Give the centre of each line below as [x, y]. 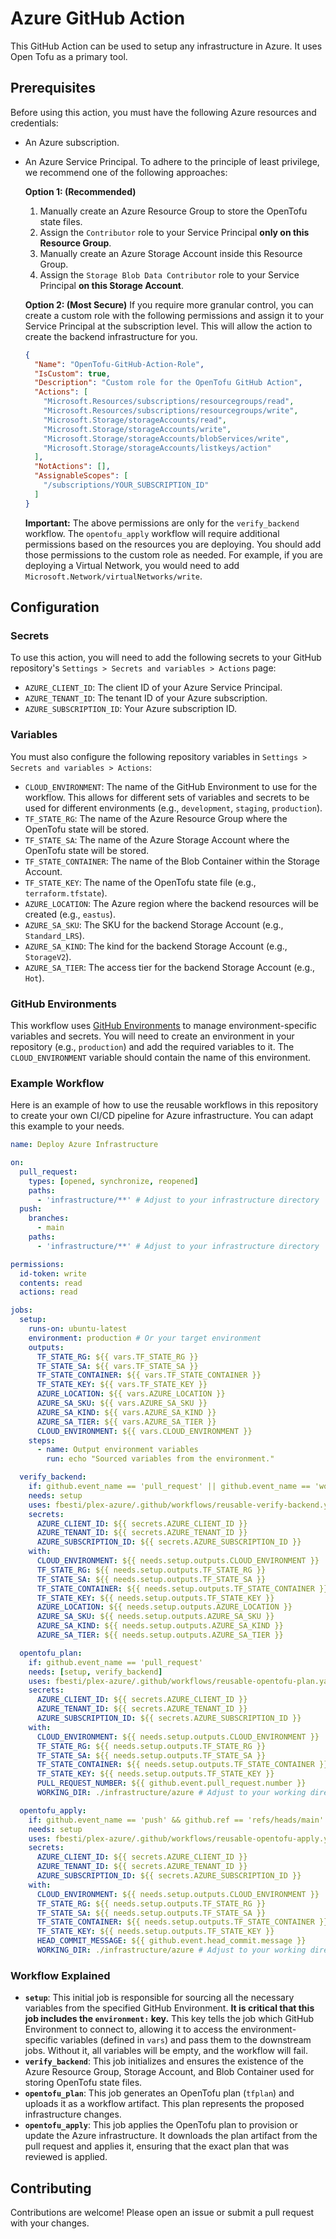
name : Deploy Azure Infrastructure [84, 1145]
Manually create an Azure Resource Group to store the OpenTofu [173, 211]
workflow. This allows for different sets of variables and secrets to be [167, 797]
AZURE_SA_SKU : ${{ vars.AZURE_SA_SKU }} [122, 1403]
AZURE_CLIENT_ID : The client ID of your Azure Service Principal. [153, 688]
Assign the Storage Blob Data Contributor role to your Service [169, 274]
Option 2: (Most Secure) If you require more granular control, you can [169, 304]
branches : [49, 1218]
